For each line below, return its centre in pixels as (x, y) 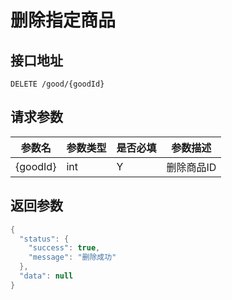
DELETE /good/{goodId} (57, 84)
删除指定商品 (63, 20)
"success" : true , (64, 248)
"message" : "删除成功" (72, 257)
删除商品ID (191, 167)
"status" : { (44, 239)
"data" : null (46, 276)
